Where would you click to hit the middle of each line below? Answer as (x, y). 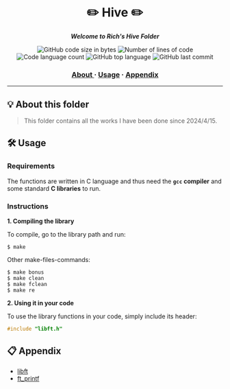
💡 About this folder (48, 104)
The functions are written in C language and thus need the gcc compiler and (115, 181)
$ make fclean (27, 285)
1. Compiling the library (41, 221)
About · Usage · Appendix (115, 74)
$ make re (21, 291)
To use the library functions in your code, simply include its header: (102, 316)
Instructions (28, 206)
